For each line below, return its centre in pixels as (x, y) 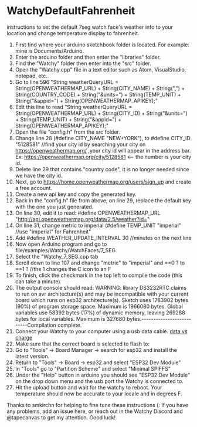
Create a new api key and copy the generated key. (76, 194)
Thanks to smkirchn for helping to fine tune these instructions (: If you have (97, 405)
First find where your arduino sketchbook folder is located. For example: (102, 45)
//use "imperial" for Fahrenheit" (53, 231)
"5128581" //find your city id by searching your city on (80, 144)
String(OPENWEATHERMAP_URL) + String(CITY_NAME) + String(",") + (100, 88)
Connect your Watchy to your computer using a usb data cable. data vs (101, 331)
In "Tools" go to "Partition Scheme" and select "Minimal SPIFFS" (93, 368)
